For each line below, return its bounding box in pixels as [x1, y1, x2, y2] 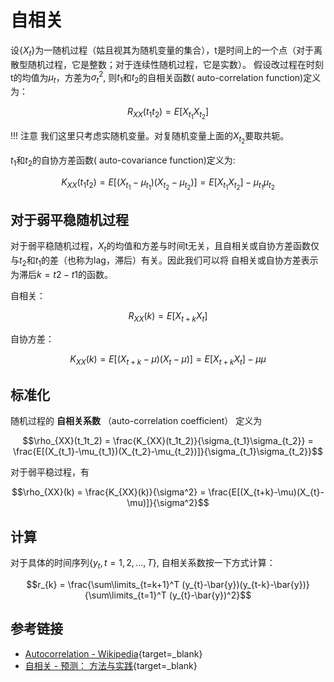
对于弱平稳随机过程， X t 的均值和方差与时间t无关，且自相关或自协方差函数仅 [10, 240, 320, 254]
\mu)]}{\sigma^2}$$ [126, 497, 210, 509]
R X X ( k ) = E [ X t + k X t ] [128, 309, 208, 324]
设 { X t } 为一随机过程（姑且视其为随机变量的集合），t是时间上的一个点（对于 [10, 44, 314, 58]
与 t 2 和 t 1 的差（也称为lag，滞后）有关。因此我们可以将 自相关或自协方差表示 [10, 254, 319, 268]
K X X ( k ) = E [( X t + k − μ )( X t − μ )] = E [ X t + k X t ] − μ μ [69, 352, 267, 367]
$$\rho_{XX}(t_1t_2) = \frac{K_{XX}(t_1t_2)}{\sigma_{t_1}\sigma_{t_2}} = [22, 435, 314, 447]
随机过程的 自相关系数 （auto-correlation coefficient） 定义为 [10, 415, 263, 427]
